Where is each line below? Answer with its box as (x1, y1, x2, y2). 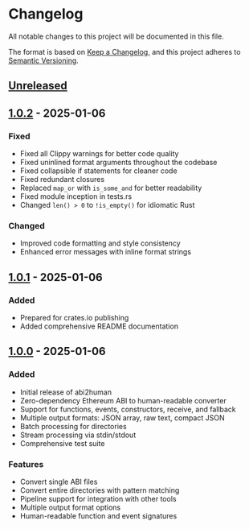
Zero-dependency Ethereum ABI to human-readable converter (19, 395, 227, 405)
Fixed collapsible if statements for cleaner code (19, 166, 178, 176)
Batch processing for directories (19, 421, 127, 431)
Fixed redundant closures (19, 175, 105, 184)
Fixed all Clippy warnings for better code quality (19, 149, 179, 159)
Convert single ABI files (19, 477, 98, 486)
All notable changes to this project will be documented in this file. (8, 31, 225, 41)
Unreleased (8, 79, 68, 93)
